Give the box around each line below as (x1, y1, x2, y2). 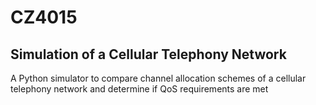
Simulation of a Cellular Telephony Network (10, 46, 287, 63)
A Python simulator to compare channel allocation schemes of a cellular (10, 72, 307, 84)
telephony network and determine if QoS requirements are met (10, 83, 269, 95)
